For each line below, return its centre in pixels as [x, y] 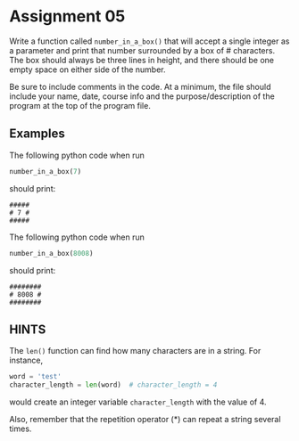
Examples [37, 134]
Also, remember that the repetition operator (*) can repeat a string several [145, 420]
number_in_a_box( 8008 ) [51, 253]
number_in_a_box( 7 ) [46, 171]
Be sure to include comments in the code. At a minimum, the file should [140, 86]
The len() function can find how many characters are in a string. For [135, 351]
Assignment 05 [67, 16]
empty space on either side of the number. [87, 69]
